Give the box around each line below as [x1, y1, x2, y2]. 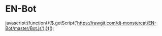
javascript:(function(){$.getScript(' [5, 20, 78, 26]
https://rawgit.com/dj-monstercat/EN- [77, 20, 156, 26]
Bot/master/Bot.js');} [5, 25, 48, 31]
